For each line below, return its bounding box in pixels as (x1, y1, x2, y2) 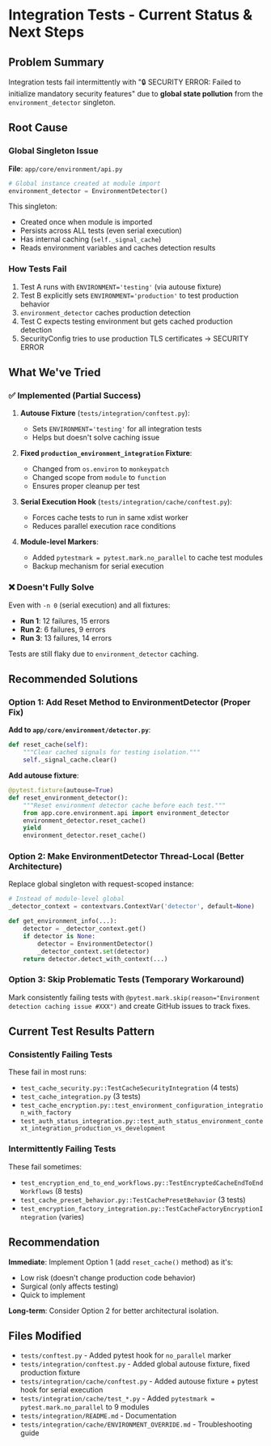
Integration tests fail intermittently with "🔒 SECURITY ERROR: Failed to (8, 77, 241, 87)
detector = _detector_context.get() (23, 925, 147, 933)
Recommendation (8, 1235, 100, 1250)
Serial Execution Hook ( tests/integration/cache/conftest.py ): (19, 497, 232, 507)
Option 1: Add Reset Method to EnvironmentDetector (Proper (8, 697, 251, 708)
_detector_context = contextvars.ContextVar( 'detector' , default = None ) (8, 903, 255, 911)
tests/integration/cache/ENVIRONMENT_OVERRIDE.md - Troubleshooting (19, 1419, 252, 1429)
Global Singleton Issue (8, 145, 99, 157)
